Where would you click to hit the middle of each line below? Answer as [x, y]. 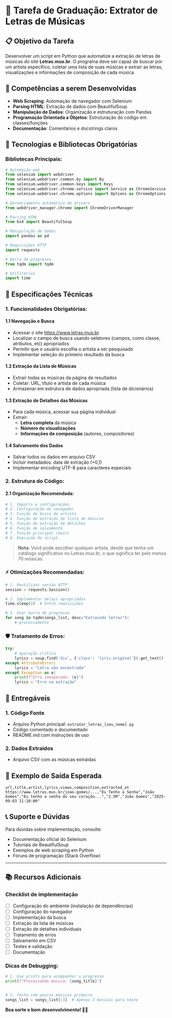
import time [18, 278]
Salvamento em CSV [34, 940]
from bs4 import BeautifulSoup [39, 222]
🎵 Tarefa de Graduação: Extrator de [82, 11]
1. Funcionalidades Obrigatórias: [46, 309]
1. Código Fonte [25, 713]
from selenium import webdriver [40, 174]
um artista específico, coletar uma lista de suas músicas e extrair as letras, [84, 67]
